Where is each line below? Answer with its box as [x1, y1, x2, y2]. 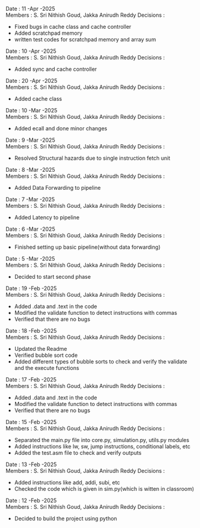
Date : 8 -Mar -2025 [5, 166, 55, 173]
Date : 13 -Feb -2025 [5, 461, 57, 468]
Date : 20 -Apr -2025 [5, 77, 58, 84]
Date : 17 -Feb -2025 [5, 376, 57, 383]
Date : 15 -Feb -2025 [5, 419, 57, 425]
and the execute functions [14, 365, 79, 371]
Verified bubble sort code [14, 351, 78, 359]
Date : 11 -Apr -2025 [5, 5, 55, 12]
